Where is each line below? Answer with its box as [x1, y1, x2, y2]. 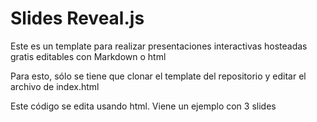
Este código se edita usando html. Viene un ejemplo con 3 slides [10, 100, 277, 112]
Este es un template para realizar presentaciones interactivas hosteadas [10, 40, 308, 52]
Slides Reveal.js [10, 7, 145, 30]
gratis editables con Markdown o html [10, 50, 167, 62]
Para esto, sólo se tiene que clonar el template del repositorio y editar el [10, 70, 307, 82]
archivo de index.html [10, 80, 100, 92]
